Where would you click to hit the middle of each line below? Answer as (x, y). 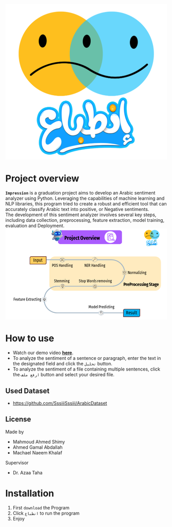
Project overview (42, 179)
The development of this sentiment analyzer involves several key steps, (81, 215)
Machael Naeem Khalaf (37, 452)
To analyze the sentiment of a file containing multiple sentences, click (87, 369)
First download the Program (41, 507)
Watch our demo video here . (43, 353)
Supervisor (17, 463)
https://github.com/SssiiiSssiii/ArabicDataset (60, 403)
